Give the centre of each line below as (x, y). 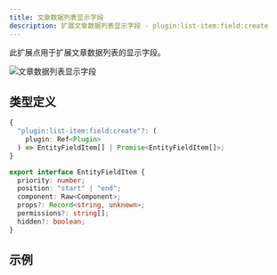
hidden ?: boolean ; (52, 222)
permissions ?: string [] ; (63, 214)
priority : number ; (52, 180)
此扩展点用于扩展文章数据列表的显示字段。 (87, 52)
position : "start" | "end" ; (69, 189)
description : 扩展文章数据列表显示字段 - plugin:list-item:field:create (139, 26)
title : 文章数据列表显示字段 (57, 17)
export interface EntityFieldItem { (77, 172)
